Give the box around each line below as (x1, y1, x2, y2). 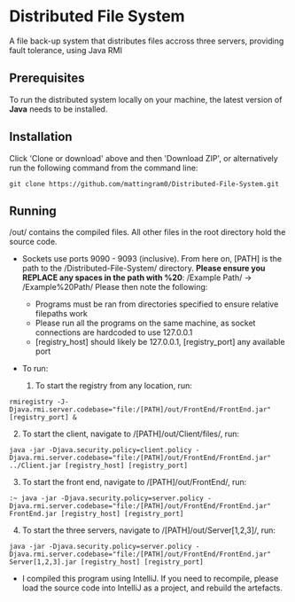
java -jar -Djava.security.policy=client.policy (9, 446, 192, 455)
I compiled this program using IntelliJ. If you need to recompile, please (21, 574, 279, 584)
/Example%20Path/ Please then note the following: (21, 282, 208, 293)
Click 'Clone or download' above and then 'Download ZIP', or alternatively (9, 152, 279, 163)
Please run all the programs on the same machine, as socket (35, 317, 256, 329)
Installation (9, 129, 73, 145)
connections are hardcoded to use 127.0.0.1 (35, 327, 193, 338)
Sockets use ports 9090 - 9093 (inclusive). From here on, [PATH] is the (21, 254, 282, 264)
